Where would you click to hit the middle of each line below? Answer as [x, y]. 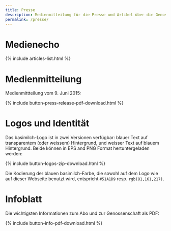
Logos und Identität [47, 124]
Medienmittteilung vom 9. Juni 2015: [43, 93]
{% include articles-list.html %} [38, 58]
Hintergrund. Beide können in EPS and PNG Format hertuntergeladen [78, 148]
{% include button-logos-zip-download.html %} [55, 163]
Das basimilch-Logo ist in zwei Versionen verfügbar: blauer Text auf [77, 138]
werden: [14, 154]
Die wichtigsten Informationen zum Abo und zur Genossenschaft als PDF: [82, 213]
